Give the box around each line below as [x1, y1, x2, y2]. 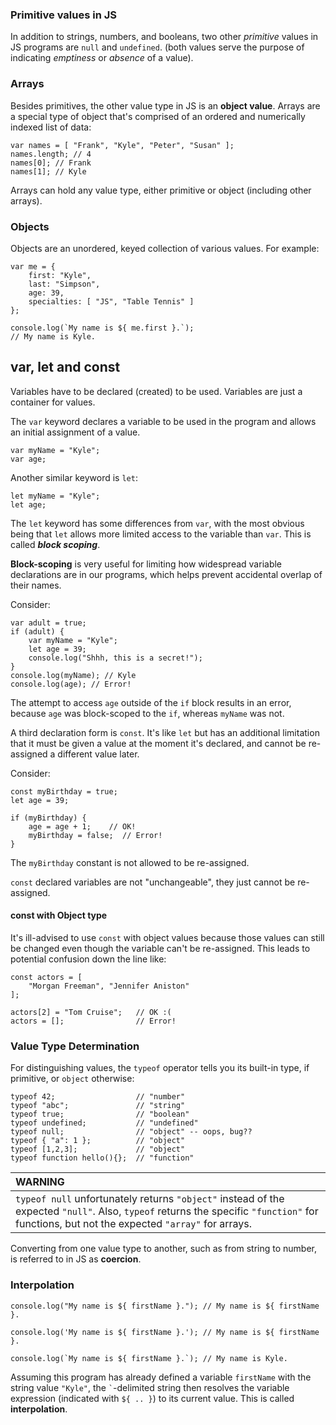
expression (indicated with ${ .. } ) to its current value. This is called [10, 1392, 295, 1404]
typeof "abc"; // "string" [10, 1101, 186, 1111]
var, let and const [10, 359, 121, 376]
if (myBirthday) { [10, 813, 87, 823]
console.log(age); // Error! [10, 679, 132, 689]
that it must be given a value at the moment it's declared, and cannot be [10, 737, 307, 749]
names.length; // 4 [10, 149, 92, 159]
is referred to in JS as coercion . [10, 1253, 142, 1265]
